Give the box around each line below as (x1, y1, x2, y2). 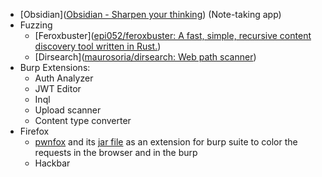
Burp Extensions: (19, 62, 91, 73)
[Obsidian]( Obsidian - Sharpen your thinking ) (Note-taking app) (19, 9, 282, 20)
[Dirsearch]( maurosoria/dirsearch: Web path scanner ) (34, 51, 257, 63)
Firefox (19, 125, 50, 137)
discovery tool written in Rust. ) (34, 40, 162, 52)
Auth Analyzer (34, 72, 94, 84)
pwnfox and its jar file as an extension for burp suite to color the (34, 136, 298, 148)
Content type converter (34, 115, 132, 126)
